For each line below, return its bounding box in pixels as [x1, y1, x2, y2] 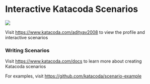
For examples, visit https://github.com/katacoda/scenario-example [5, 73, 142, 79]
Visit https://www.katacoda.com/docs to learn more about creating [5, 58, 142, 64]
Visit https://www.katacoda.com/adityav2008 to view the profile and [5, 29, 145, 35]
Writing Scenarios [5, 47, 50, 54]
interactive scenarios [5, 34, 48, 40]
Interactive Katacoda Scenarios [5, 3, 138, 15]
